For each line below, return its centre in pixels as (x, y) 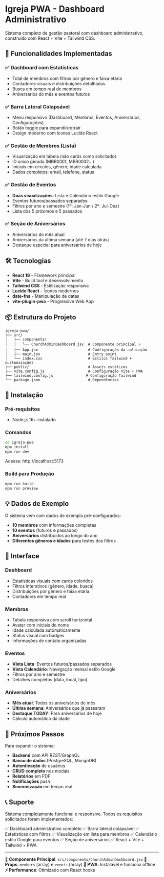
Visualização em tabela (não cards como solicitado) (64, 156)
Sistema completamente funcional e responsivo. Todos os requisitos (74, 814)
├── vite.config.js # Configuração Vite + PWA (74, 371)
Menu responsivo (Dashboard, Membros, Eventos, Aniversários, (76, 117)
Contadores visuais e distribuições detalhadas (59, 83)
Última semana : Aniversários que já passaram (59, 708)
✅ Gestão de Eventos (31, 185)
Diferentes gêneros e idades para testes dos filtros (64, 541)
